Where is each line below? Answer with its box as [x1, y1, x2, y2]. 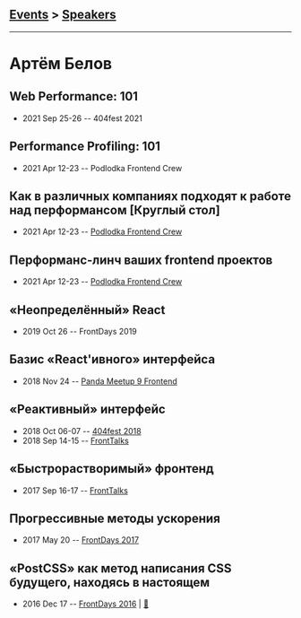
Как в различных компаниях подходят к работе [9, 188, 292, 205]
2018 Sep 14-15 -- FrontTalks [21, 435, 130, 446]
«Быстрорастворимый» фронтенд [9, 461, 214, 476]
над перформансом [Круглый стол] [9, 203, 221, 218]
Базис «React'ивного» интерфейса [9, 352, 216, 367]
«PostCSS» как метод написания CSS [9, 561, 232, 576]
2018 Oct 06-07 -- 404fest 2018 [21, 425, 142, 436]
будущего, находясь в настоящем [9, 574, 211, 590]
